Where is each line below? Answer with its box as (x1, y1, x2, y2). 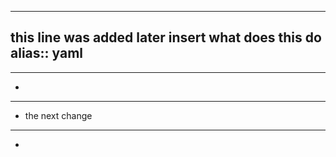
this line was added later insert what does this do (10, 29, 322, 46)
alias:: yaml (10, 45, 84, 62)
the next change (24, 109, 93, 121)
